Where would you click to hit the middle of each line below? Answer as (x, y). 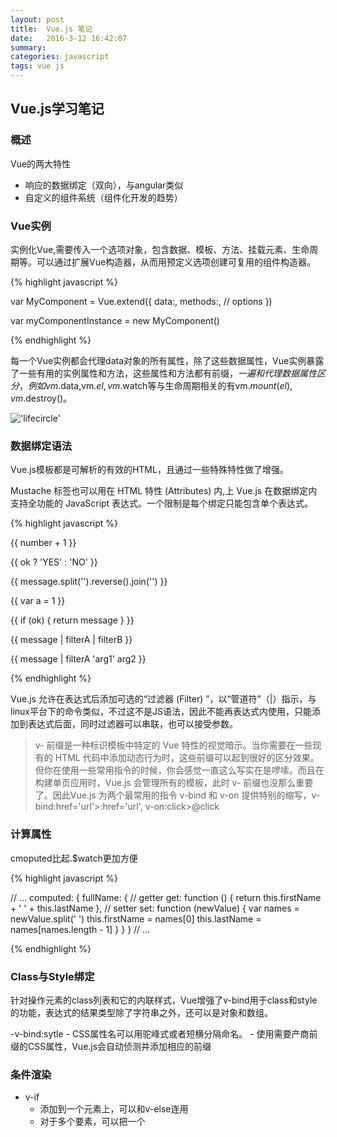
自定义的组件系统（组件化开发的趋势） (103, 197)
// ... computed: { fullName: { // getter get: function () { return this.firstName (166, 897)
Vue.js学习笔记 (57, 109)
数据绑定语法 (41, 446)
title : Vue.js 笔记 (51, 29)
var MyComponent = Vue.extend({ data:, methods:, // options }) (141, 301)
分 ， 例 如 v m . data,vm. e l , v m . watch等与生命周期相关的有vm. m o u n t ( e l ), (151, 385)
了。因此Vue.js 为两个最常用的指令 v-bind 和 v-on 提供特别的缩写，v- (177, 795)
